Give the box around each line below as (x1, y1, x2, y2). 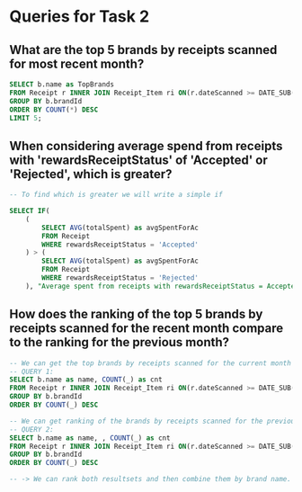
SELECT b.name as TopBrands (9, 80, 115, 89)
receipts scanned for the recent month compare (9, 321, 284, 336)
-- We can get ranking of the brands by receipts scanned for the (9, 416, 263, 425)
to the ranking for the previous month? (9, 335, 230, 350)
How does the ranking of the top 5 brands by (9, 307, 263, 322)
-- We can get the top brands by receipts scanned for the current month (9, 358, 292, 368)
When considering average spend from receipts (9, 138, 283, 154)
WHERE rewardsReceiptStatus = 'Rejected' (41, 273, 200, 282)
